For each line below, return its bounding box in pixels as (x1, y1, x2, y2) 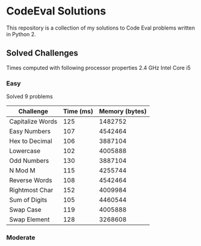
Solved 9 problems (6, 93, 53, 100)
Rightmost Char (9, 186, 54, 194)
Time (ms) (63, 107, 93, 116)
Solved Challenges (6, 48, 78, 58)
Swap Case (9, 206, 42, 214)
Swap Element (9, 215, 50, 224)
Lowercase (9, 147, 41, 155)
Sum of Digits (9, 196, 48, 204)
